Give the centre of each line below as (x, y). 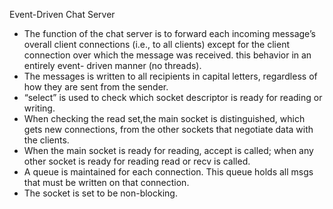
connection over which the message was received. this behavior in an (167, 55)
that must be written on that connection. (106, 182)
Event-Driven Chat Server (62, 14)
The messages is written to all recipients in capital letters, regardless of (170, 76)
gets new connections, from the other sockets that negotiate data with (168, 129)
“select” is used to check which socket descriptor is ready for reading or (173, 97)
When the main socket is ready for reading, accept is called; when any (168, 150)
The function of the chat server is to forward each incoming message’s (169, 33)
